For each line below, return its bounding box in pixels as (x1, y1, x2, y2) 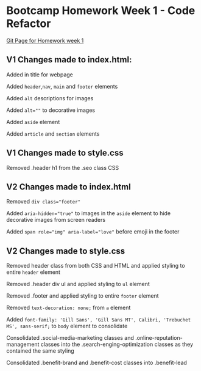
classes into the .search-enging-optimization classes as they (40, 340, 194, 348)
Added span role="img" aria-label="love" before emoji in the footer (6, 228, 180, 235)
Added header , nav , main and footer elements (6, 83, 118, 90)
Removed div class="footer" (6, 198, 81, 205)
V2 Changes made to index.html (6, 182, 131, 192)
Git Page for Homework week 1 (6, 37, 84, 44)
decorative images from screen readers (6, 216, 105, 224)
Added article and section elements (6, 130, 100, 138)
